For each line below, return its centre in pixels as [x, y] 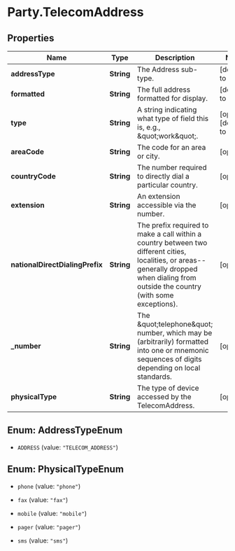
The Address [158, 69]
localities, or [157, 260]
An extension [159, 196]
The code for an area [172, 147]
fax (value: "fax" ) [43, 500]
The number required [172, 167]
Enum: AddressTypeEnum [65, 430]
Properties [31, 38]
